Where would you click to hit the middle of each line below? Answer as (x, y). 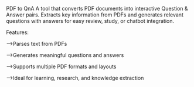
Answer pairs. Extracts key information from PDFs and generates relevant (95, 15)
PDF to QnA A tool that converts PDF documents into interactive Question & (97, 9)
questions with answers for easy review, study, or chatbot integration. (90, 21)
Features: (18, 32)
